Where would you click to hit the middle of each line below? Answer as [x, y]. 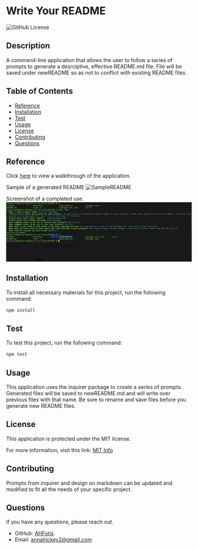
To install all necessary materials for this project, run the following [86, 292]
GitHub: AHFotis [34, 534]
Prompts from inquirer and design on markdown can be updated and [89, 483]
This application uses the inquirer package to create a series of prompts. [94, 387]
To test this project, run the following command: [64, 343]
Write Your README [56, 11]
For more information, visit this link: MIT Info [60, 450]
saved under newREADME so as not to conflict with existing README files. [97, 73]
